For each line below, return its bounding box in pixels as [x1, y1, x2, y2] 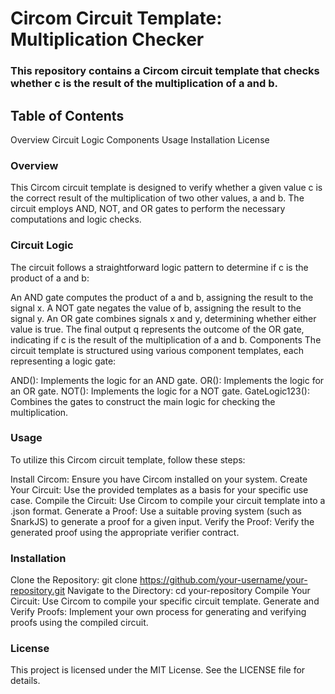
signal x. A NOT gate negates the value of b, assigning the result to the [10, 302, 302, 314]
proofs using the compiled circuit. [10, 617, 149, 629]
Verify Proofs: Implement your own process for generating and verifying [10, 606, 307, 618]
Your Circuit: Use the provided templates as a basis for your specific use [10, 483, 309, 496]
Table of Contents [10, 107, 125, 124]
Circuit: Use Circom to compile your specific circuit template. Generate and [10, 595, 320, 607]
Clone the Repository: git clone [10, 574, 138, 586]
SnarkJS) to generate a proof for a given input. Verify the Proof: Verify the [10, 515, 315, 527]
